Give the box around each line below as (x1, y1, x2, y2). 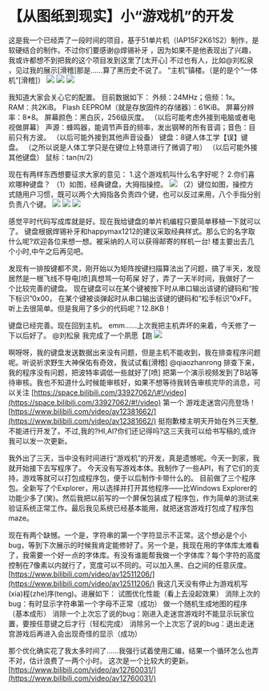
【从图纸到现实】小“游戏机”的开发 (8, 7, 235, 26)
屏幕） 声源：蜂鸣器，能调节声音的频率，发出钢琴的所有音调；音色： (22, 122, 249, 132)
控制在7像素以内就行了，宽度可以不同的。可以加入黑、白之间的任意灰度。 (8, 560, 251, 569)
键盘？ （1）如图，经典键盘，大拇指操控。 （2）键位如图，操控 (29, 179, 247, 189)
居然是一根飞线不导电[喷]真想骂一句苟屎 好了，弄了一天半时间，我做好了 (8, 273, 247, 283)
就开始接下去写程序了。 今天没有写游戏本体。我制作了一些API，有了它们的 (8, 463, 254, 472)
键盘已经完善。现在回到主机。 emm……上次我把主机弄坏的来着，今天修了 (8, 320, 250, 330)
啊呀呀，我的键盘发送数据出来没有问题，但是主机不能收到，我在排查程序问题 (8, 348, 261, 357)
